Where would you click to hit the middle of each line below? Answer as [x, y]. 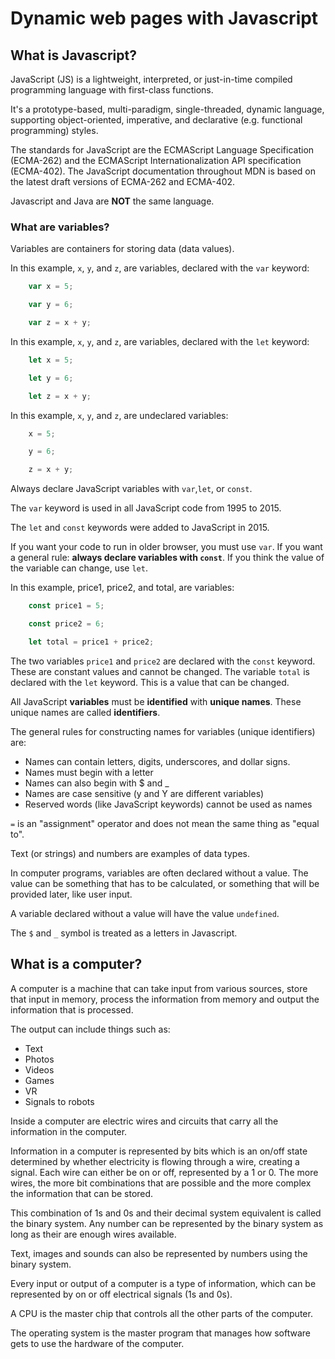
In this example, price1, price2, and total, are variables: [122, 588]
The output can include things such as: [90, 1029]
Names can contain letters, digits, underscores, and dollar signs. [157, 761]
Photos [39, 1059]
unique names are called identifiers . [85, 712]
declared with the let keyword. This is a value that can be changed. [150, 682]
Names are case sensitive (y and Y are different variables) [144, 793]
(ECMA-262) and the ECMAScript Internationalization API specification [156, 160]
